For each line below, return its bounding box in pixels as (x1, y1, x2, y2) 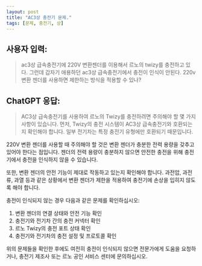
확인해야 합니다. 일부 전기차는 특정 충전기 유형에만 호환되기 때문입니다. (27, 128, 194, 135)
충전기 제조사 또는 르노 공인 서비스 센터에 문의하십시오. (19, 253, 148, 260)
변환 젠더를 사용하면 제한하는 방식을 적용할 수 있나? (21, 76, 142, 83)
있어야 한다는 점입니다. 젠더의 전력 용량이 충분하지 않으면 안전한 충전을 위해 (6, 149, 183, 155)
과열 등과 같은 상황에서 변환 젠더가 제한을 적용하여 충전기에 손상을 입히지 (14, 177, 185, 183)
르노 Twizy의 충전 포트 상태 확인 (14, 225, 91, 232)
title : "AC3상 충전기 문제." (6, 15, 72, 21)
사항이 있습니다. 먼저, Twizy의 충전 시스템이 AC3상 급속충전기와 (21, 120, 172, 128)
